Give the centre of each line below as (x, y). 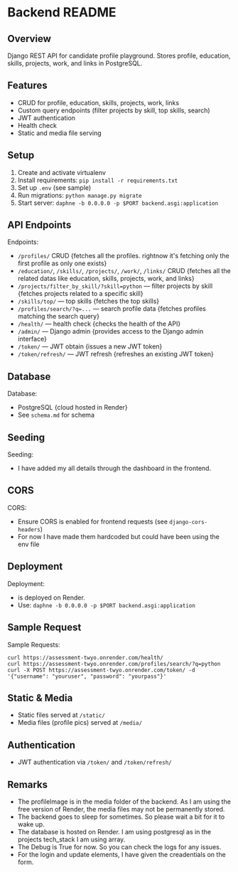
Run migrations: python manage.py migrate (80, 195)
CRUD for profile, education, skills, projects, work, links (98, 102)
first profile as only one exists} (62, 263)
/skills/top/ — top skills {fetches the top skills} (88, 301)
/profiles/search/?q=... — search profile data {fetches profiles (112, 309)
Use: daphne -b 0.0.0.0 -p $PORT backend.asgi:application (106, 605)
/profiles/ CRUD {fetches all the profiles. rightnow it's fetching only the (123, 256)
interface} (32, 339)
